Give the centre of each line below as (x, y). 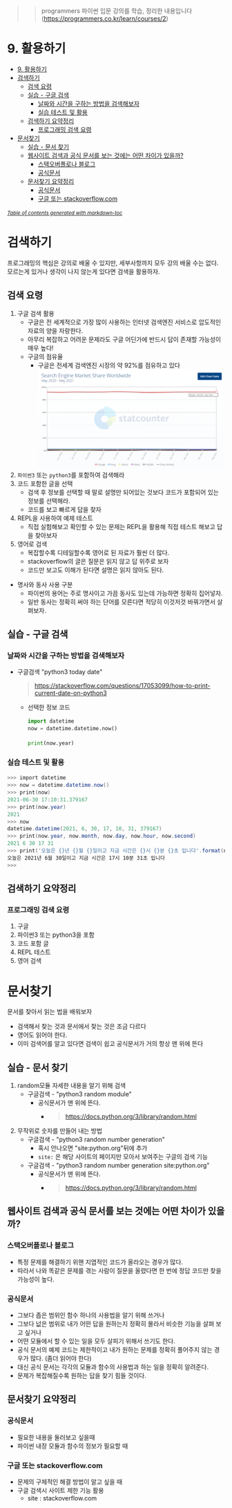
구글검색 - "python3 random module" (80, 1094)
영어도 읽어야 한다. (42, 1035)
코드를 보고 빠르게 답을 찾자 (64, 509)
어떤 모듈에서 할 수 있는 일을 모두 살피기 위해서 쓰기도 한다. (96, 1341)
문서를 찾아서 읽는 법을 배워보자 (50, 1012)
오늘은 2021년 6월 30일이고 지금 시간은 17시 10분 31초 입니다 (86, 858)
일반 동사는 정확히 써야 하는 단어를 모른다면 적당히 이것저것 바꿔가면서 (122, 602)
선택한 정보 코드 (49, 707)
